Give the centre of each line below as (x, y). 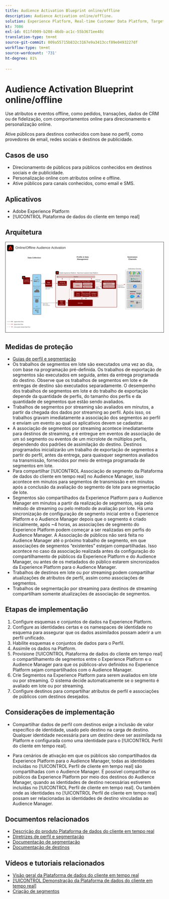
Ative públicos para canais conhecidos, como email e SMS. (73, 183)
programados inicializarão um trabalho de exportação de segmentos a (85, 449)
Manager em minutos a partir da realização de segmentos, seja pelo (83, 503)
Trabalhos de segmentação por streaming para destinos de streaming (84, 588)
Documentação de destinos (41, 847)
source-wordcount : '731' (31, 53)
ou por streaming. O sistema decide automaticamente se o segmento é (86, 680)
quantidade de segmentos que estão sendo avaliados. (68, 402)
